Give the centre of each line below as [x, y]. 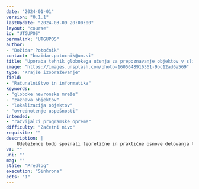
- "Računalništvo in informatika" [49, 84]
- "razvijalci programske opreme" [49, 122]
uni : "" [16, 155]
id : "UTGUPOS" [24, 34]
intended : [18, 116]
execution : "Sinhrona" [34, 172]
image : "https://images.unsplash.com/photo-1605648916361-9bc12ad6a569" [98, 67]
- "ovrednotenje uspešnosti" [42, 111]
